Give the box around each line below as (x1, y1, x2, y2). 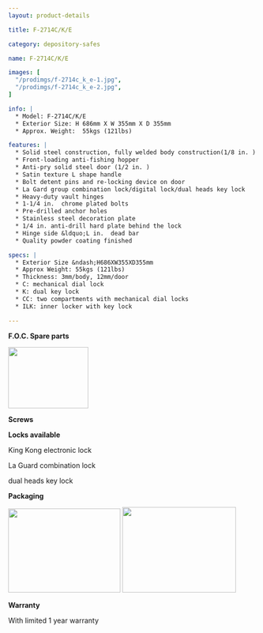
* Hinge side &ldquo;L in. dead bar (15, 229, 140, 237)
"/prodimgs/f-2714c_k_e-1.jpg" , (15, 76, 122, 84)
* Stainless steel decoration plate (15, 215, 136, 223)
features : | (8, 141, 47, 149)
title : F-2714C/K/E (8, 25, 73, 34)
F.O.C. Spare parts (8, 331, 70, 341)
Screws (8, 414, 34, 424)
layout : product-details (8, 11, 90, 20)
